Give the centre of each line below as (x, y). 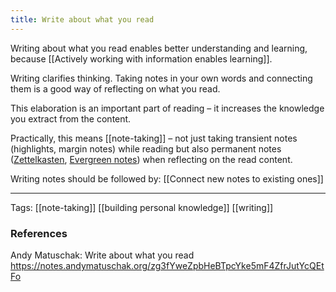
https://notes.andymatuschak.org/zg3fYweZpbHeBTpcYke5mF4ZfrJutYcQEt (167, 265)
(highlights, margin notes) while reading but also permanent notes (146, 148)
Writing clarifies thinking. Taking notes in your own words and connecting (161, 78)
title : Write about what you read (82, 19)
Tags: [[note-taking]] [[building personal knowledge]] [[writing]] (142, 207)
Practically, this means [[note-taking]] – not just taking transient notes (154, 138)
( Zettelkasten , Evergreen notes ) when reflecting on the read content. (151, 159)
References (39, 233)
